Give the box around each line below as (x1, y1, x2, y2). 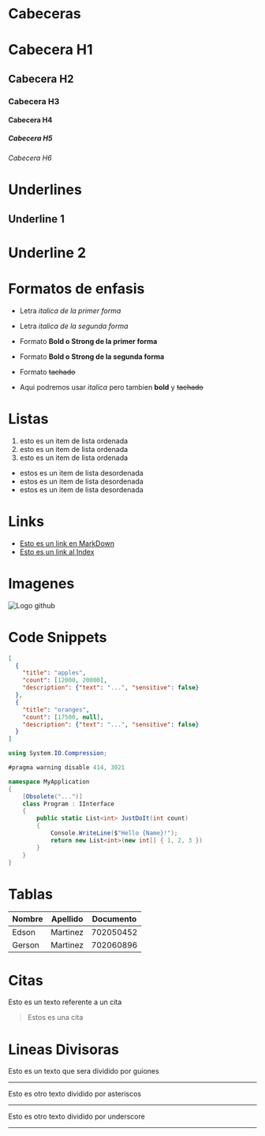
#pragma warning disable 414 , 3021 (8, 764, 125, 772)
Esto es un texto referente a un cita (8, 997, 122, 1007)
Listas (8, 410, 49, 428)
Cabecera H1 (8, 41, 93, 59)
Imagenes (8, 575, 75, 592)
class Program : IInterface (22, 800, 114, 808)
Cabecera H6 (8, 153, 53, 163)
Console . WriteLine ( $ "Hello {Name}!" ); (50, 829, 178, 837)
